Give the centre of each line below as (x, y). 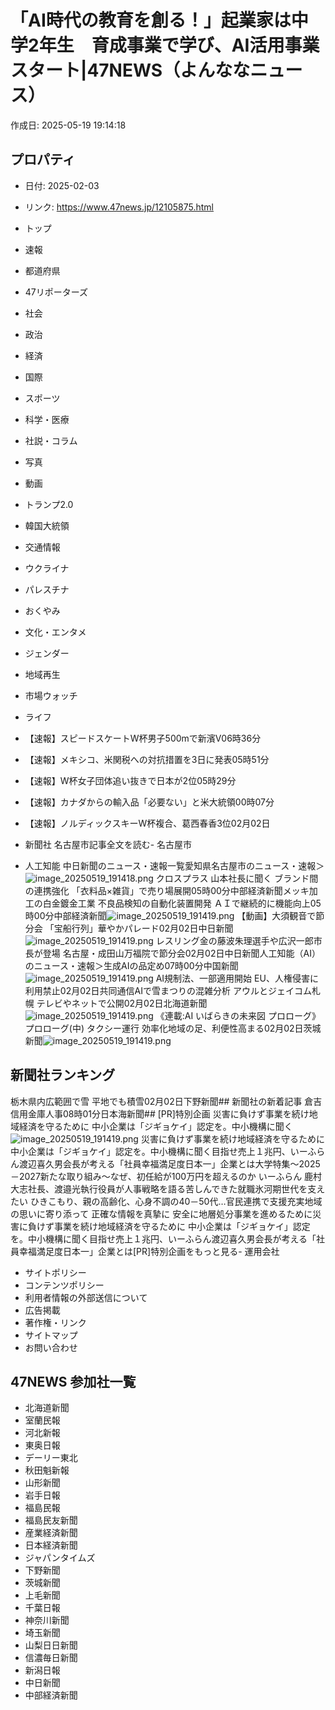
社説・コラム (51, 440)
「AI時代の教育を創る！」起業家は (151, 20)
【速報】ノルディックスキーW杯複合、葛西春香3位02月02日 (147, 823)
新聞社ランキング (63, 1075)
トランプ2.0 (49, 504)
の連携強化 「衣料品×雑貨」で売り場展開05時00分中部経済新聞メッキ (167, 890)
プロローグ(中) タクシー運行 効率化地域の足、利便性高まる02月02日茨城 (173, 1028)
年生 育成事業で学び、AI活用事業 (179, 45)
